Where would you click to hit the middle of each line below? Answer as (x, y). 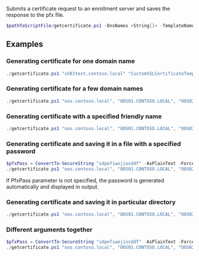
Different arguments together (49, 229)
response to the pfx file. (35, 15)
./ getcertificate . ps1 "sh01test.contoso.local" (66, 74)
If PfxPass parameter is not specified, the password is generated (85, 180)
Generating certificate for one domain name (70, 61)
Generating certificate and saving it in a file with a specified (94, 144)
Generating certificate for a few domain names (75, 89)
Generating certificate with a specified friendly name (84, 116)
